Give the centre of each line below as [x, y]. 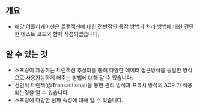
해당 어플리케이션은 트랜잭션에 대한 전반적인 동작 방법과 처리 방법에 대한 [98, 26]
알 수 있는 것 [27, 55]
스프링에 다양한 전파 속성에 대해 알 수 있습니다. [69, 100]
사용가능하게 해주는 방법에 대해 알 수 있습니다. [79, 77]
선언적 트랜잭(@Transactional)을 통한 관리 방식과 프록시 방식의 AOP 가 [98, 85]
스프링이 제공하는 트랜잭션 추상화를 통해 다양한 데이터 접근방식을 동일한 [98, 70]
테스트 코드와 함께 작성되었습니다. [60, 34]
